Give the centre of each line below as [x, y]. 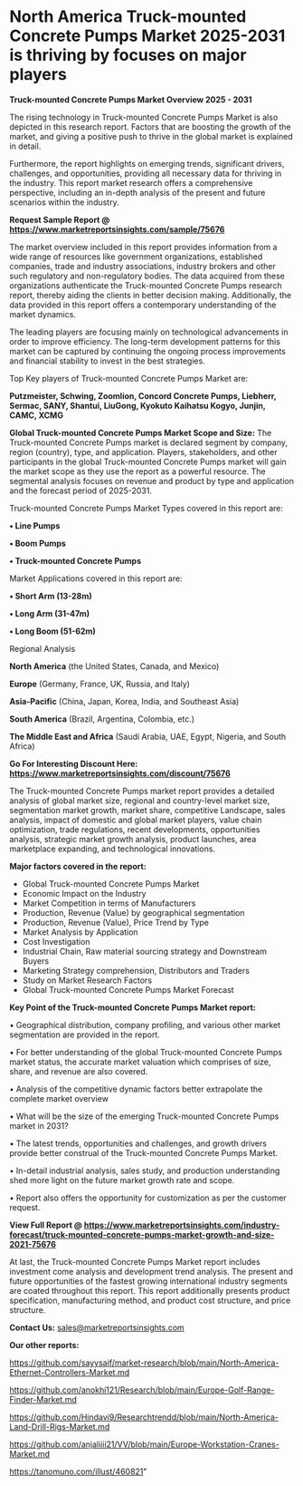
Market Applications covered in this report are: [96, 578]
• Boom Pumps [38, 543]
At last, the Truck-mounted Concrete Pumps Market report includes [135, 1261]
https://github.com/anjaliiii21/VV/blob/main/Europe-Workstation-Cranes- [145, 1444]
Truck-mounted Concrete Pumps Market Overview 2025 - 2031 [131, 99]
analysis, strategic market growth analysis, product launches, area [133, 839]
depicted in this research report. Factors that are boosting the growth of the [150, 126]
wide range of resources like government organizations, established [136, 257]
